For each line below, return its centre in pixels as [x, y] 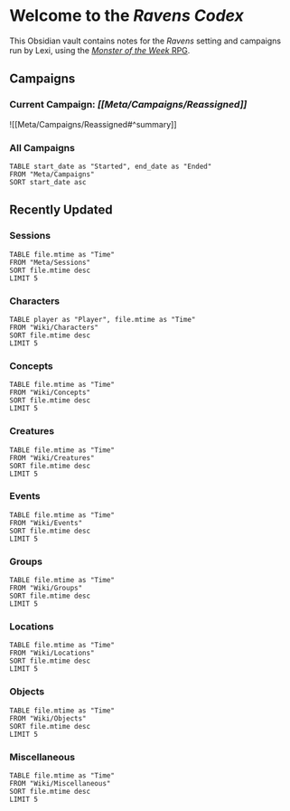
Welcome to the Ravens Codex [126, 16]
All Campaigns [42, 147]
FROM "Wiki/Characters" [54, 327]
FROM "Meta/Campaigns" [52, 174]
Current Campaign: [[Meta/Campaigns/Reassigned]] [128, 105]
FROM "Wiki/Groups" [46, 589]
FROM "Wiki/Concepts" [50, 393]
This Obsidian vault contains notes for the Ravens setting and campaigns [145, 41]
